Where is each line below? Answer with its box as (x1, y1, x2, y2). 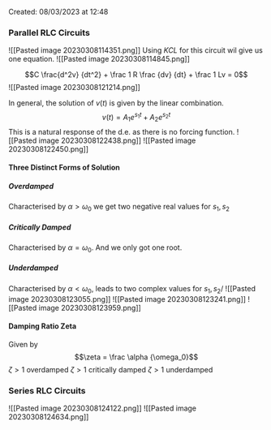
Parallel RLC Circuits (8, 27, 91, 38)
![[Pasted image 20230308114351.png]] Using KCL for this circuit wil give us (8, 45, 264, 55)
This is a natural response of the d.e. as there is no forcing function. (8, 127, 235, 136)
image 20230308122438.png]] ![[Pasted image (38, 135, 196, 145)
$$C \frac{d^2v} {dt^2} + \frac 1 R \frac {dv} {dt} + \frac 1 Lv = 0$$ (24, 70, 248, 80)
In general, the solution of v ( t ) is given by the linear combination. (8, 98, 225, 108)
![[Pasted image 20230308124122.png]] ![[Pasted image (8, 403, 197, 413)
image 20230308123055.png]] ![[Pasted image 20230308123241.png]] (8, 294, 246, 303)
